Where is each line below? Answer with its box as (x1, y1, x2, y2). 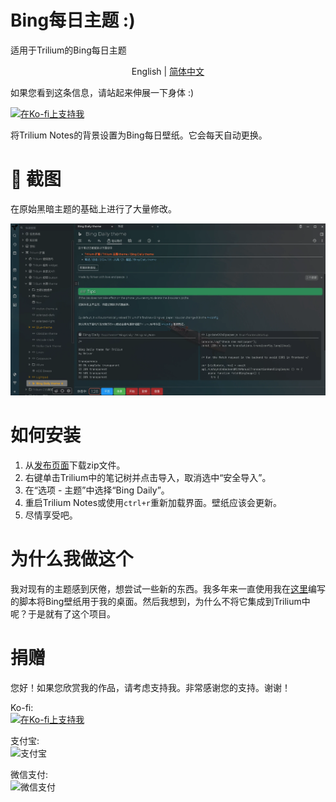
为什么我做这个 (10, 548, 134, 571)
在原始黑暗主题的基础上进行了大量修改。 (10, 202, 177, 215)
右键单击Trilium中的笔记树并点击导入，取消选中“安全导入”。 (24, 472, 272, 484)
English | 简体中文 (131, 65, 205, 77)
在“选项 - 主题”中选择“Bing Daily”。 (24, 484, 170, 496)
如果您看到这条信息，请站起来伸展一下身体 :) (10, 86, 195, 98)
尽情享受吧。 (24, 509, 78, 521)
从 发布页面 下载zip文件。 (24, 459, 126, 471)
